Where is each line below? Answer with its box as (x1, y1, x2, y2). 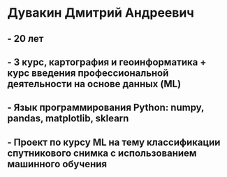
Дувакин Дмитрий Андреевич (7, 5, 194, 21)
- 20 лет (7, 33, 44, 45)
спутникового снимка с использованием (7, 147, 197, 159)
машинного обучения (7, 158, 107, 170)
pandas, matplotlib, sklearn (7, 113, 129, 125)
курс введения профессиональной (7, 67, 169, 79)
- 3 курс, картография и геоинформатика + (7, 56, 207, 68)
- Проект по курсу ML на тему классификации (7, 136, 221, 148)
